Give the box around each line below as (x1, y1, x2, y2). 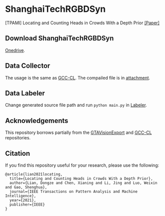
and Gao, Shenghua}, (5, 185, 48, 190)
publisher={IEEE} (9, 202, 45, 207)
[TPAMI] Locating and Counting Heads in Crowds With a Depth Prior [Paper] (5, 20, 160, 26)
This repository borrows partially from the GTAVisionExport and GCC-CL (5, 130, 152, 135)
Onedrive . (5, 47, 26, 53)
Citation (5, 149, 31, 158)
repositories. (5, 135, 31, 141)
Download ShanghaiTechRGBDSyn (5, 34, 114, 43)
